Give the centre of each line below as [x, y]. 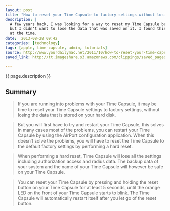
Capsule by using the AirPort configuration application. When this [86, 135]
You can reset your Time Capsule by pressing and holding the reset [88, 182]
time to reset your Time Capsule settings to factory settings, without [89, 110]
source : [13, 52]
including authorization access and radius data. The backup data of [88, 162]
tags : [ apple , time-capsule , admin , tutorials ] [56, 48]
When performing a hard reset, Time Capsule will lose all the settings [90, 156]
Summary [21, 92]
